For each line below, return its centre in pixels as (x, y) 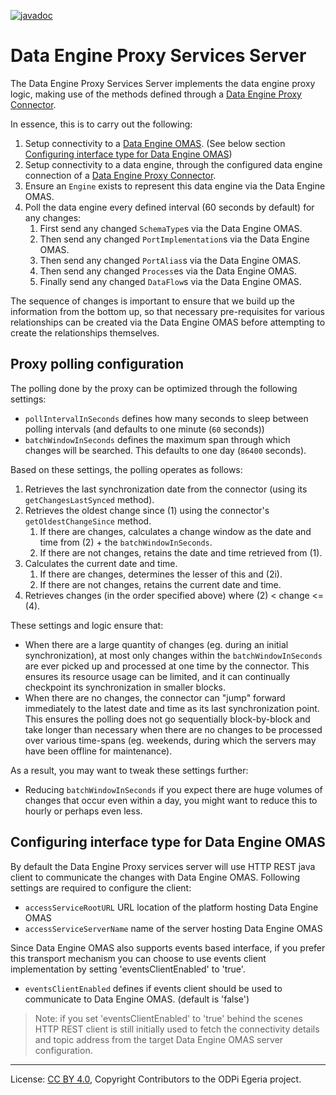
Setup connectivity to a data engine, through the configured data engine (173, 164)
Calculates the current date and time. (101, 563)
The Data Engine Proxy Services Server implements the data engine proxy (163, 83)
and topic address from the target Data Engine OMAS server (159, 1039)
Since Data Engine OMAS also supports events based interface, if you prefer (168, 947)
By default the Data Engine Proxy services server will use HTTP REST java (163, 866)
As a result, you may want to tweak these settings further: (129, 770)
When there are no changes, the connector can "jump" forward (155, 697)
